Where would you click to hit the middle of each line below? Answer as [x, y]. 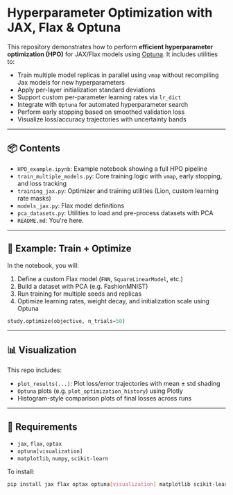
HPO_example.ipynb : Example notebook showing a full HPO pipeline [112, 169]
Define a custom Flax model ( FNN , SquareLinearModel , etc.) [100, 278]
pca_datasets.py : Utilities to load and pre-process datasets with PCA [115, 212]
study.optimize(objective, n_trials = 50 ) [67, 321]
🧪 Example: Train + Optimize [69, 249]
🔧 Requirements [42, 427]
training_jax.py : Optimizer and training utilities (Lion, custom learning [118, 191]
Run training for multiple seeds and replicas [79, 294]
